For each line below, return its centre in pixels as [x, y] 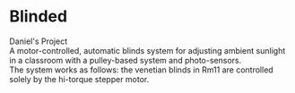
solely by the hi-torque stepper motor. [79, 79]
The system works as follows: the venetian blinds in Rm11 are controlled [141, 70]
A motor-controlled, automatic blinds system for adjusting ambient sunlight [147, 50]
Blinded [39, 17]
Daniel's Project [39, 41]
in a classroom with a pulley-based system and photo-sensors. [126, 60]
